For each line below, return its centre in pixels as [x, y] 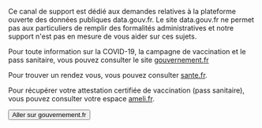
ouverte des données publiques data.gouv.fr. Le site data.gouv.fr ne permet [131, 20]
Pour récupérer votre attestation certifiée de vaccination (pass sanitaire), [126, 90]
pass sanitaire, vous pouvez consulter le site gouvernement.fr [109, 60]
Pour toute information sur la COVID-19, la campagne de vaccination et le [127, 51]
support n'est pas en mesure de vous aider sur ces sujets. [103, 36]
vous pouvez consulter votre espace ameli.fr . [82, 99]
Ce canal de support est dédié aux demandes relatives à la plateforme [122, 11]
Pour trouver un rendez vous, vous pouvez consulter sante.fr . [108, 75]
